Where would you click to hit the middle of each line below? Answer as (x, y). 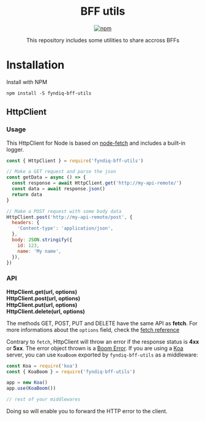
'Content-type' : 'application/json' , (65, 228)
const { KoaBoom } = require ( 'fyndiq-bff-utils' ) (71, 372)
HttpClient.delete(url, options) (46, 311)
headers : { (26, 223)
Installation (35, 65)
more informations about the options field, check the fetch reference (93, 330)
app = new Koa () (27, 383)
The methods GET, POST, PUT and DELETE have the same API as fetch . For (102, 323)
